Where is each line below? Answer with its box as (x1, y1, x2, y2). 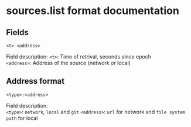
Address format (6, 76, 65, 86)
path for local (6, 114, 38, 121)
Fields (6, 28, 29, 37)
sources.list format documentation (6, 4, 180, 18)
